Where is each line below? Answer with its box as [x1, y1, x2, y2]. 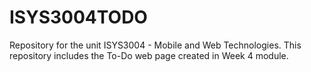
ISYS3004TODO [9, 6, 148, 29]
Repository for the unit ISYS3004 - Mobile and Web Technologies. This [9, 39, 302, 51]
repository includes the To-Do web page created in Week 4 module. [9, 49, 289, 61]
